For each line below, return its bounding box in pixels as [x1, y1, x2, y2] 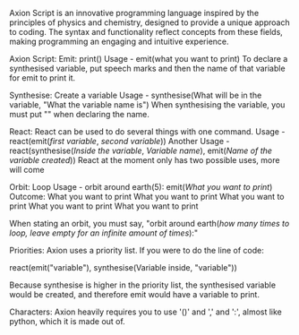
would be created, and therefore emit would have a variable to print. [9, 289, 260, 299]
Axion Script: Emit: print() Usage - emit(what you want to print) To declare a [9, 54, 288, 64]
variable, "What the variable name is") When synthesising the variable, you [9, 99, 286, 110]
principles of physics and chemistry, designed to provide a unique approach [9, 17, 290, 28]
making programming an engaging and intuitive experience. [9, 36, 230, 47]
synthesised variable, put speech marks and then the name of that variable [9, 63, 286, 73]
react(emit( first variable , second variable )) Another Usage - [9, 136, 230, 146]
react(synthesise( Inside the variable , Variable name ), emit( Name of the [9, 145, 273, 156]
